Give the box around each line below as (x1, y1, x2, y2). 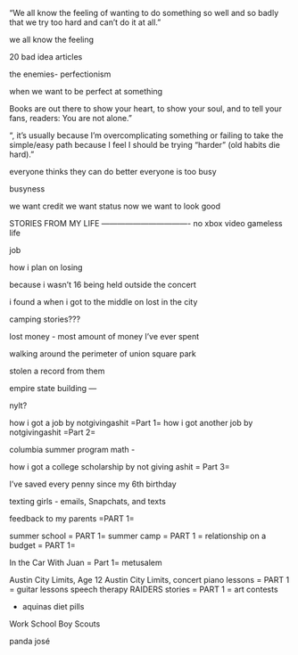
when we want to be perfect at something (9, 86, 163, 96)
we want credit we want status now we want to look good (9, 201, 221, 211)
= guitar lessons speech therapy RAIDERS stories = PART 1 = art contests (9, 584, 278, 594)
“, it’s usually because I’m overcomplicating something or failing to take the (9, 130, 284, 141)
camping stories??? (9, 314, 81, 324)
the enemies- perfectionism (9, 69, 112, 79)
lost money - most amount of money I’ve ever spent (9, 332, 200, 341)
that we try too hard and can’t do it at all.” (9, 17, 161, 28)
